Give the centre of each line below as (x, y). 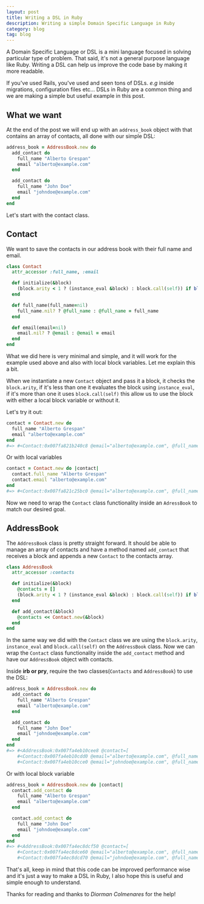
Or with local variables (34, 457)
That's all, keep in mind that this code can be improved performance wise (98, 869)
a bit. (13, 369)
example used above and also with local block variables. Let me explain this (101, 363)
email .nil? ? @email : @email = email (66, 333)
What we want (34, 115)
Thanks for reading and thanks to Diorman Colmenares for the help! (91, 894)
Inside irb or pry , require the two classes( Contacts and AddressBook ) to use (100, 671)
